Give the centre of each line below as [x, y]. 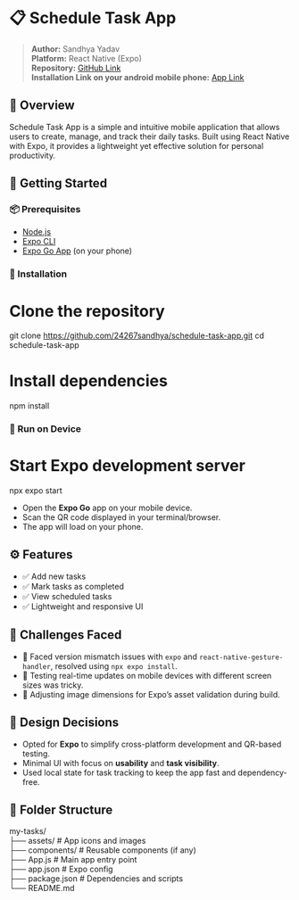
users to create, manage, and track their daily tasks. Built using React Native [149, 136]
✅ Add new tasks [54, 576]
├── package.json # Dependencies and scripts [96, 879]
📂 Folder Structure [61, 809]
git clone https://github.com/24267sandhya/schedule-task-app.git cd [137, 335]
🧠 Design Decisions [64, 723]
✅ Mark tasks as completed [73, 586]
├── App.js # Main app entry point [73, 860]
